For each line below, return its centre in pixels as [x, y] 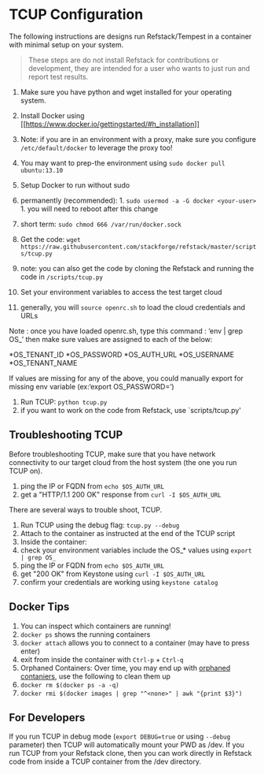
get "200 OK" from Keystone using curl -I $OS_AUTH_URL [113, 574]
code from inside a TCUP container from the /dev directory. [105, 761]
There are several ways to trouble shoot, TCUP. [86, 509]
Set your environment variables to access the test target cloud [121, 292]
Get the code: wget [50, 239]
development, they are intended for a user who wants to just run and [139, 68]
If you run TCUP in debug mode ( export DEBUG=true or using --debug [120, 737]
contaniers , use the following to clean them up [95, 676]
